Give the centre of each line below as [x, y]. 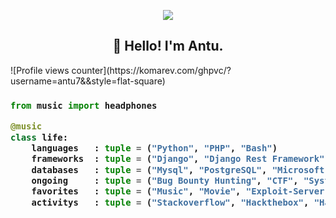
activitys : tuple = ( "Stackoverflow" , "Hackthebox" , [170, 202]
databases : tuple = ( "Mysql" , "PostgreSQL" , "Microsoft [178, 169]
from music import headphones [84, 105]
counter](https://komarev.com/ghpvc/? [151, 70]
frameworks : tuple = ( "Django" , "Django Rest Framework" [178, 159]
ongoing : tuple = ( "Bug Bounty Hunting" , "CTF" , [165, 181]
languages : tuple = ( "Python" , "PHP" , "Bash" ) [154, 148]
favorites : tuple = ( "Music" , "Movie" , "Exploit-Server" [180, 191]
